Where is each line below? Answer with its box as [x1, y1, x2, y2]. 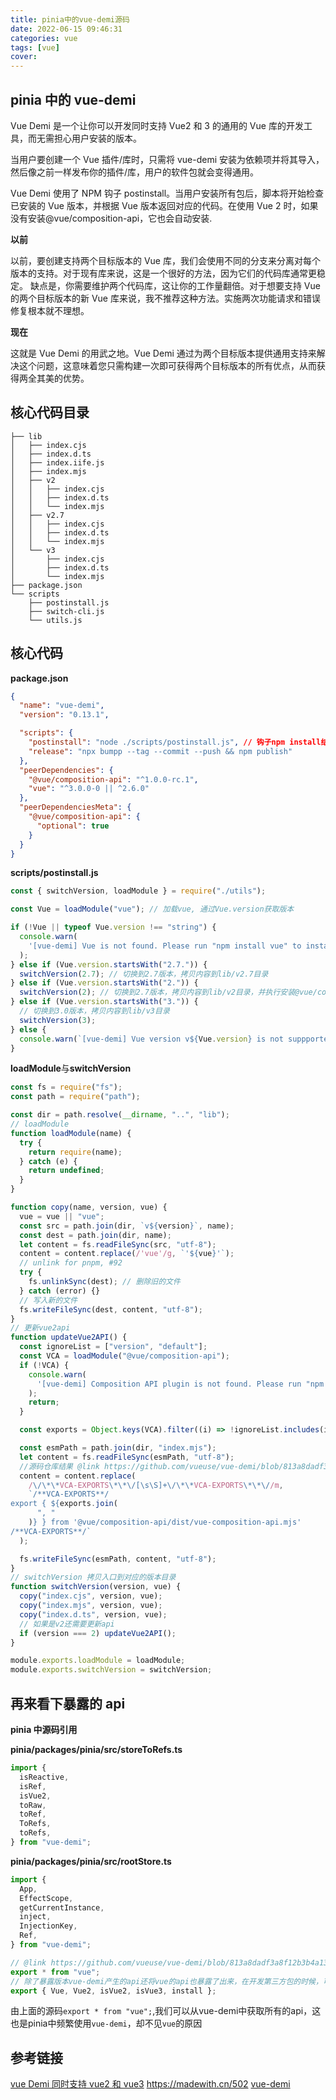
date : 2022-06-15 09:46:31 [10, 24, 123, 34]
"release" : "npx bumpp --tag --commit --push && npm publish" [28, 746, 293, 756]
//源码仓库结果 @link [19, 1461, 100, 1471]
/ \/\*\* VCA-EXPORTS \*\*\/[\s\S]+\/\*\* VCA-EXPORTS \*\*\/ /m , [28, 1480, 284, 1490]
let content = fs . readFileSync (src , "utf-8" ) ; [19, 1239, 217, 1250]
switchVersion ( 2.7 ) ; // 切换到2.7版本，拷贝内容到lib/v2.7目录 [19, 969, 269, 979]
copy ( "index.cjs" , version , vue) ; [19, 1591, 163, 1601]
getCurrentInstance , [19, 1902, 105, 1913]
